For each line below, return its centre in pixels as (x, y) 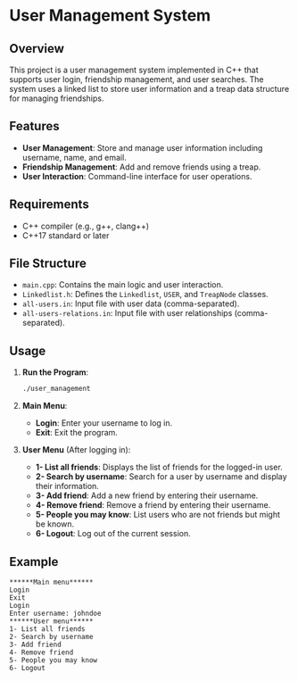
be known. (55, 524)
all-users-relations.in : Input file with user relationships (127, 313)
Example (34, 562)
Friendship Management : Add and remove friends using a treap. (141, 167)
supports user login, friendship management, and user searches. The (137, 79)
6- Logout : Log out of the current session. (113, 534)
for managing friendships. (57, 98)
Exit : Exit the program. (77, 433)
